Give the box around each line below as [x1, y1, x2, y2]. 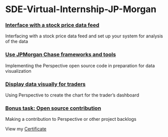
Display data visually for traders [5, 80, 86, 87]
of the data [5, 38, 28, 44]
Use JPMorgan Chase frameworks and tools [5, 51, 116, 58]
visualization [5, 68, 31, 74]
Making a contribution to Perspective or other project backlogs [5, 116, 137, 122]
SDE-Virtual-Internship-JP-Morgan [5, 4, 157, 15]
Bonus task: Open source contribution [5, 105, 102, 112]
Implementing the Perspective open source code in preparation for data [5, 62, 155, 69]
